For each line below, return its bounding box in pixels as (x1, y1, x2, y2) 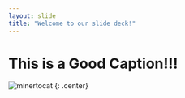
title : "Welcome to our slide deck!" (8, 19, 136, 28)
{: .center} (54, 81, 89, 91)
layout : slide (8, 11, 57, 20)
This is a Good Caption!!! (8, 54, 179, 73)
